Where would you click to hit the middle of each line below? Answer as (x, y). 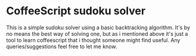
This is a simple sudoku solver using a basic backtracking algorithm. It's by (98, 27)
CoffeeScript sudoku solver (76, 11)
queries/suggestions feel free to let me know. (62, 46)
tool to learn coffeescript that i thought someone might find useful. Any (93, 40)
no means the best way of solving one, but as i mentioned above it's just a (97, 33)
